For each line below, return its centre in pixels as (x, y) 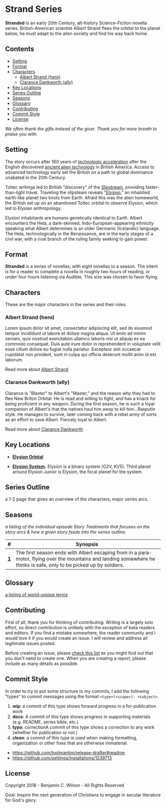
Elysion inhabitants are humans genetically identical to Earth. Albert (74, 218)
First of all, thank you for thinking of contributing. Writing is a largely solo (79, 622)
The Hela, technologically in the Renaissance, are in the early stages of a (79, 233)
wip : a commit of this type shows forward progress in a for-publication (84, 706)
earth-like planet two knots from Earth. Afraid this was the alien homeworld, (82, 198)
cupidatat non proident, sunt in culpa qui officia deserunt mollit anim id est (81, 355)
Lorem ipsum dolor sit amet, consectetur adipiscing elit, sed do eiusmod (79, 328)
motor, (23, 559)
